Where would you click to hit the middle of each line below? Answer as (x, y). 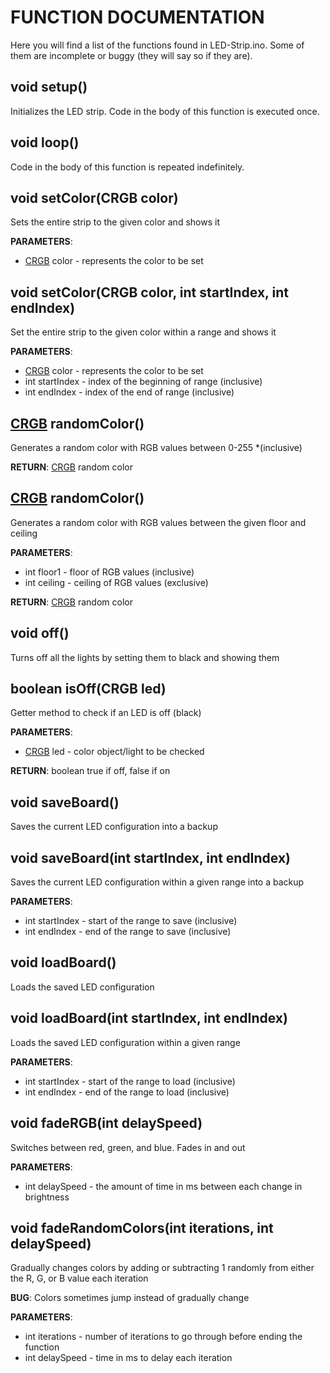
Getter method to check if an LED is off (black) (106, 713)
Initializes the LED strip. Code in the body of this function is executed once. (165, 111)
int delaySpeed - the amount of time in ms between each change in (163, 1186)
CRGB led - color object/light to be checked (114, 752)
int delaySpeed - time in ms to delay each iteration (128, 1358)
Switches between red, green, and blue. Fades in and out (128, 1147)
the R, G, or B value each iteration (79, 1278)
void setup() (49, 87)
